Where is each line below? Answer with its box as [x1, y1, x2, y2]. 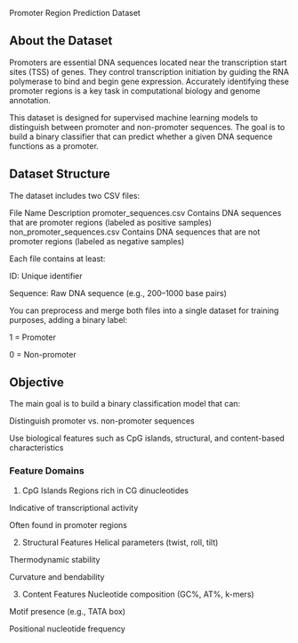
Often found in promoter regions [9, 519, 127, 530]
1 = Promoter [9, 332, 56, 342]
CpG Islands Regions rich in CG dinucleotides [21, 485, 189, 496]
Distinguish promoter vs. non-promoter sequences [9, 416, 195, 426]
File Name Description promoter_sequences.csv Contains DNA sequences [9, 207, 282, 218]
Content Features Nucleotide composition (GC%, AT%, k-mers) [21, 589, 255, 599]
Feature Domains [9, 465, 85, 477]
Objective [9, 375, 65, 391]
